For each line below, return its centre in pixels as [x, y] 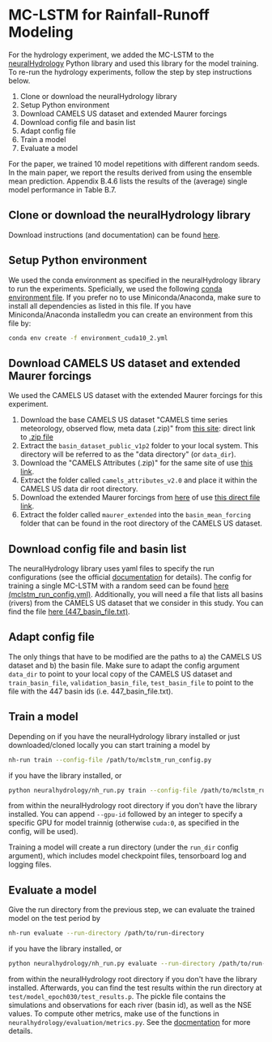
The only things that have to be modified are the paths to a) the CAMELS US [135, 656]
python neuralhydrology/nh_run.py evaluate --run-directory [112, 964]
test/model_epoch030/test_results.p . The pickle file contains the [117, 996]
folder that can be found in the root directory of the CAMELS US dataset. [141, 523]
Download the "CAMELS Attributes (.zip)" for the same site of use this [136, 463]
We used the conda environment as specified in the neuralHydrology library [134, 280]
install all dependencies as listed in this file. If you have [100, 305]
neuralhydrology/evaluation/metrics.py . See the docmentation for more [130, 1022]
